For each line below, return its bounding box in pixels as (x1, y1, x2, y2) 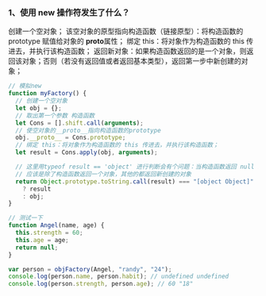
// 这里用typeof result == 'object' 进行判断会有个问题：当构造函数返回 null (15, 163, 255, 171)
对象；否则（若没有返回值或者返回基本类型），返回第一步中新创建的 (21, 56, 241, 66)
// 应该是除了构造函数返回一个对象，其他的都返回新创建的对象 (15, 170, 192, 178)
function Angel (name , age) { (8, 221, 105, 229)
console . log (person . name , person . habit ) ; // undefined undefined (8, 272, 229, 281)
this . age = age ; (15, 236, 69, 244)
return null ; (15, 244, 59, 252)
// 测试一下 (8, 214, 44, 222)
